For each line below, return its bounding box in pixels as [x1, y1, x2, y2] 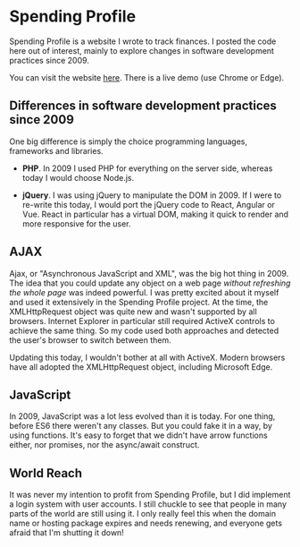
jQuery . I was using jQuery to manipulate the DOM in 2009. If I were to [21, 190, 282, 201]
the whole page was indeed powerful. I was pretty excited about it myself [9, 286, 279, 297]
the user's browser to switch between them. [9, 334, 171, 346]
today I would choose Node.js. [21, 172, 135, 183]
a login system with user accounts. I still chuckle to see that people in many [9, 499, 287, 509]
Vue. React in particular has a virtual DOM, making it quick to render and [21, 209, 288, 219]
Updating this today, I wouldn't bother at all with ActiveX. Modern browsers [9, 352, 286, 363]
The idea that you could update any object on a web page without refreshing [9, 278, 291, 288]
